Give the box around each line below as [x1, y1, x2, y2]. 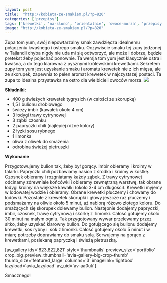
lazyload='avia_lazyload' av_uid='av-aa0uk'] [5, 263, 96, 269]
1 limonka [12, 133, 32, 139]
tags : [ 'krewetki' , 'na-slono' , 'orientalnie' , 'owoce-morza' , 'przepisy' [5, 21, 164, 26]
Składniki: [5, 87, 26, 93]
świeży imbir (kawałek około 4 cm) [12, 107, 84, 113]
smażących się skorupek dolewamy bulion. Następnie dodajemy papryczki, [5, 205, 160, 211]
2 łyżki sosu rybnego [12, 128, 56, 134]
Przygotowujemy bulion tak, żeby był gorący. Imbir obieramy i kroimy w [5, 163, 152, 169]
